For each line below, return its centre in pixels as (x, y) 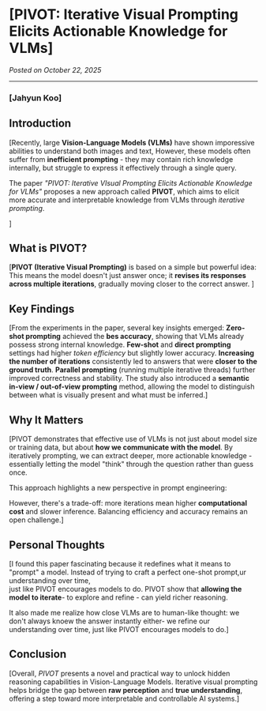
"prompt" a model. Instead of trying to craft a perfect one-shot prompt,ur (128, 572)
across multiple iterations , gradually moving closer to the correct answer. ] (132, 284)
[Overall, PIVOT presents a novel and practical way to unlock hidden (120, 673)
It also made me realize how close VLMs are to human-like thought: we (124, 612)
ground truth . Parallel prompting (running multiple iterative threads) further (132, 370)
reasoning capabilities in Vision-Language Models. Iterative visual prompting (133, 682)
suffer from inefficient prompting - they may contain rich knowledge (121, 159)
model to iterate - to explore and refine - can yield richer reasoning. (118, 597)
